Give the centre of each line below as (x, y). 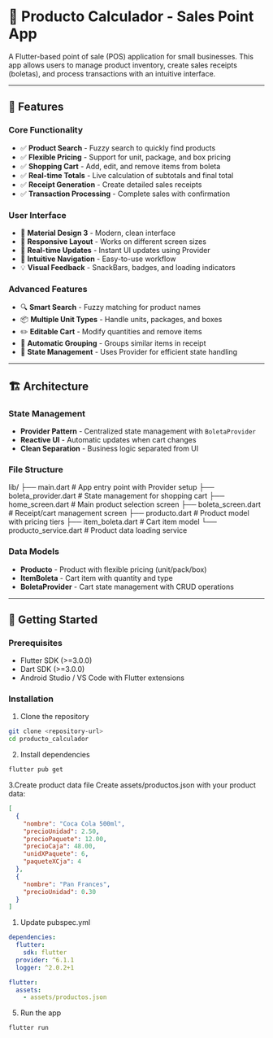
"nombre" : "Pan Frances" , (67, 884)
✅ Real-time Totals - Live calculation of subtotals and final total (127, 175)
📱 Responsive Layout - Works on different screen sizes (113, 241)
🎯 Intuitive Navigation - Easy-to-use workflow (98, 259)
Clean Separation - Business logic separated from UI (109, 448)
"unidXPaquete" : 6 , (56, 854)
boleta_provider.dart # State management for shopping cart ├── (117, 496)
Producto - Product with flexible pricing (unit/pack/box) (113, 569)
